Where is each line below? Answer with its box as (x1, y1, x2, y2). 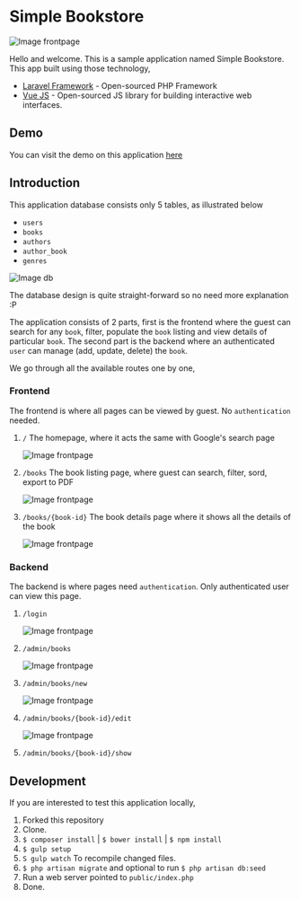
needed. (9, 415, 40, 426)
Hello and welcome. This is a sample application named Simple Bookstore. (9, 53, 285, 64)
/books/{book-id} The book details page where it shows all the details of (22, 511, 292, 522)
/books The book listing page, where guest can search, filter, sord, (22, 467, 268, 478)
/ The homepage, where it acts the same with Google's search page (22, 432, 276, 443)
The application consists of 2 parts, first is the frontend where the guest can (9, 316, 292, 327)
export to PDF (22, 476, 75, 487)
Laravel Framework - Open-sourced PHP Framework (22, 80, 217, 91)
